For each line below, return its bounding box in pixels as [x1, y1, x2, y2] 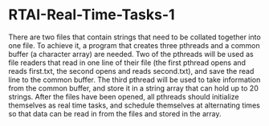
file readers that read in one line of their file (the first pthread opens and [8, 58, 247, 67]
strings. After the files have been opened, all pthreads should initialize [8, 91, 239, 101]
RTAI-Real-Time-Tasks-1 [8, 6, 175, 24]
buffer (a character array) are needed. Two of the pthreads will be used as [8, 49, 255, 59]
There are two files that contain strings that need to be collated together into [8, 32, 261, 42]
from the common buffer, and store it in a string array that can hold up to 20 [8, 83, 259, 93]
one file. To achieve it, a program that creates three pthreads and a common [8, 40, 260, 50]
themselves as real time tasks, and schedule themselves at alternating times [8, 100, 261, 110]
